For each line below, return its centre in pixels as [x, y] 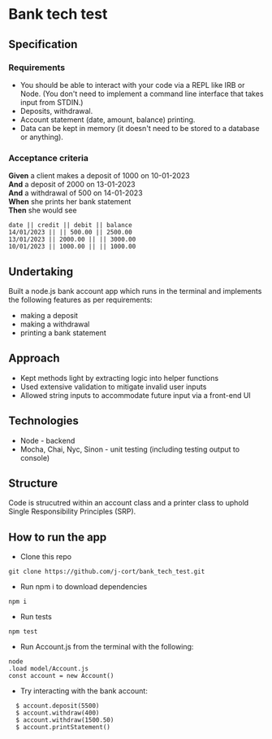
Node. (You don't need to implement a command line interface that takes [142, 94]
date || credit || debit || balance [70, 225]
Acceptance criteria [49, 158]
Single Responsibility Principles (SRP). [72, 512]
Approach [34, 359]
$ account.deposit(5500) [58, 706]
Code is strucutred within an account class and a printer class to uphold [129, 503]
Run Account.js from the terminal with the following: [107, 647]
